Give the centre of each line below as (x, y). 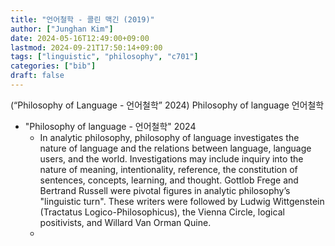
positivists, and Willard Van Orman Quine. (125, 222)
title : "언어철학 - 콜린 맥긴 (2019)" (82, 19)
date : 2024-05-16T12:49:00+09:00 (80, 38)
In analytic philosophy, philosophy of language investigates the (169, 137)
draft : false (37, 76)
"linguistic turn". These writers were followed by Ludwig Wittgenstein (182, 201)
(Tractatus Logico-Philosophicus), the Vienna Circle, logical (162, 212)
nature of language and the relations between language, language (175, 148)
